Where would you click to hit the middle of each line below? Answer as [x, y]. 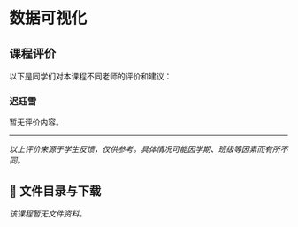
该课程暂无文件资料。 [48, 214]
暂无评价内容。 [36, 122]
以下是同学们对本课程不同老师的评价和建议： [91, 76]
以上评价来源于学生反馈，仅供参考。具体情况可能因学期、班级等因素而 [137, 149]
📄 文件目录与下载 [55, 191]
